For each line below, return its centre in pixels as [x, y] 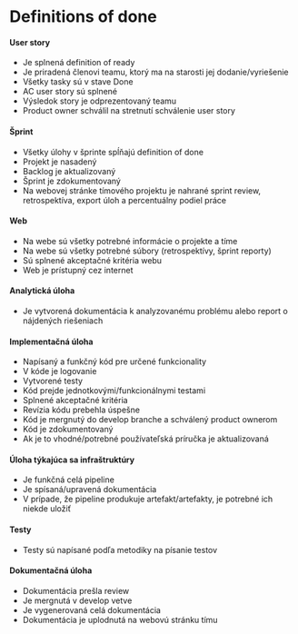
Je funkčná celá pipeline [69, 480]
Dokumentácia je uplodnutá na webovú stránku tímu [120, 619]
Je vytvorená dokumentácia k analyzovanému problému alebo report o [155, 311]
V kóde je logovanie [60, 371]
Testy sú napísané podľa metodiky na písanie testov [120, 550]
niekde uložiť [46, 509]
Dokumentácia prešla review [76, 590]
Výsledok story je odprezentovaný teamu [99, 101]
